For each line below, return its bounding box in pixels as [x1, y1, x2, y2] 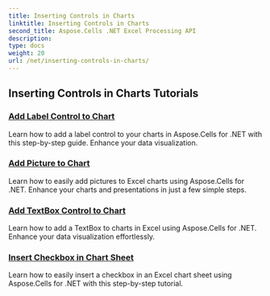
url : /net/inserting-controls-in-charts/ [8, 57, 150, 65]
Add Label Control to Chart [8, 110, 115, 122]
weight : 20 [8, 49, 45, 57]
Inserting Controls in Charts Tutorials [8, 86, 199, 101]
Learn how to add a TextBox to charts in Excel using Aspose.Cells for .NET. [8, 223, 257, 233]
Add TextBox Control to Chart [8, 205, 127, 216]
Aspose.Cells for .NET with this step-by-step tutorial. [8, 279, 184, 289]
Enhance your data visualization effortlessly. [8, 231, 156, 242]
